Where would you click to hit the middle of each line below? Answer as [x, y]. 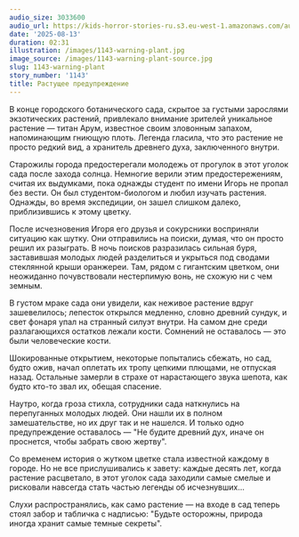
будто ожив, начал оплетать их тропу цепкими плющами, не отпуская [143, 367]
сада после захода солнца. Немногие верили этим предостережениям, [146, 174]
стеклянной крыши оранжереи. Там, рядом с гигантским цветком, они [145, 266]
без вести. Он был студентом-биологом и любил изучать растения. [138, 192]
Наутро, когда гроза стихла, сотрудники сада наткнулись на [125, 403]
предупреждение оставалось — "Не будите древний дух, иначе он [137, 432]
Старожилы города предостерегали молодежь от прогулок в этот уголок [149, 164]
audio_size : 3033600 [48, 17]
